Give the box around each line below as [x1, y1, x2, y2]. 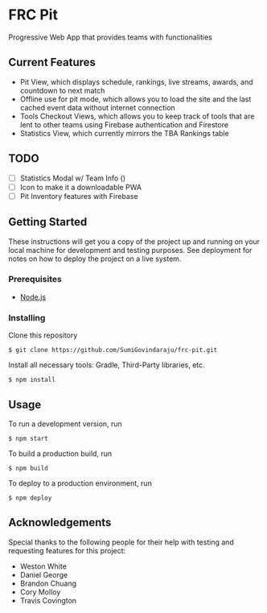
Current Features [8, 56, 97, 69]
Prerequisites [8, 274, 62, 285]
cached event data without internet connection [19, 102, 175, 112]
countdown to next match [19, 85, 105, 95]
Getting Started [8, 215, 88, 229]
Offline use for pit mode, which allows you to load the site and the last [19, 94, 252, 104]
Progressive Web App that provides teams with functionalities [8, 32, 213, 42]
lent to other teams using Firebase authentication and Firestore [19, 119, 229, 130]
